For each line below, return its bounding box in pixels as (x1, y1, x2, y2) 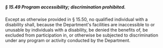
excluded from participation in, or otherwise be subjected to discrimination (5, 32, 159, 38)
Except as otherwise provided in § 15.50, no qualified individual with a (5, 16, 148, 22)
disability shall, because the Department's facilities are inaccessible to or (5, 21, 155, 27)
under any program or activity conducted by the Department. (5, 37, 131, 43)
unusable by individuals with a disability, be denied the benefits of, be (5, 27, 148, 33)
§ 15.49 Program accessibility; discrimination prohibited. (5, 4, 126, 10)
